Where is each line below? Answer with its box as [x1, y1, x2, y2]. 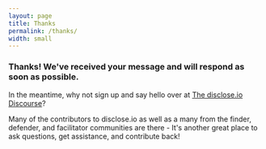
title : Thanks [8, 19, 57, 28]
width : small [8, 34, 53, 43]
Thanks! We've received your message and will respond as [8, 62, 245, 73]
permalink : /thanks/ [8, 27, 78, 35]
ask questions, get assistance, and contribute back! [8, 131, 180, 141]
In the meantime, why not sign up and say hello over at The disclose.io [8, 90, 243, 100]
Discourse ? [8, 98, 46, 108]
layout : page [8, 11, 53, 20]
